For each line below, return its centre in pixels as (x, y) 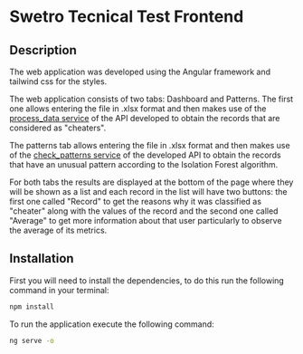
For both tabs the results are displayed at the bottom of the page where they (151, 182)
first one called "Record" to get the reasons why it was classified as (136, 201)
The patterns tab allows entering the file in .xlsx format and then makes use (150, 145)
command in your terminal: (59, 290)
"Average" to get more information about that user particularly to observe (146, 220)
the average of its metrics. (58, 230)
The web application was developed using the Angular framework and (140, 72)
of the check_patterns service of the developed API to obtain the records (146, 155)
